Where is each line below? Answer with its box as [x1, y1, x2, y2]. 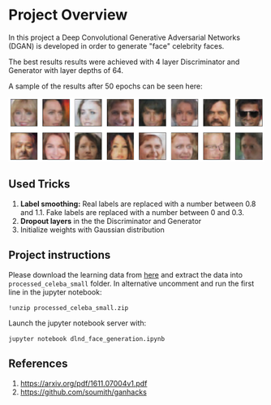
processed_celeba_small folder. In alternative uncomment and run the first [8, 278, 255, 288]
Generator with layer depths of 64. [8, 65, 124, 75]
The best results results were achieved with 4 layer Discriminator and [8, 57, 240, 67]
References [8, 357, 68, 371]
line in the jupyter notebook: [8, 287, 102, 297]
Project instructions [8, 248, 111, 262]
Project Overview [8, 6, 128, 24]
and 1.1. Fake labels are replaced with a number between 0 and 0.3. [19, 207, 245, 217]
